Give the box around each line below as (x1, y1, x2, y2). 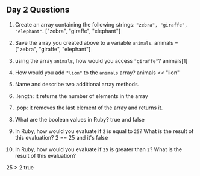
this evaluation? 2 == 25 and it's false (14, 134, 108, 141)
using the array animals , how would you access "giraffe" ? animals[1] (14, 57, 188, 64)
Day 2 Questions (6, 5, 70, 15)
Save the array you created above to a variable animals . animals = (14, 39, 179, 46)
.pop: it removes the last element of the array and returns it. (14, 104, 163, 111)
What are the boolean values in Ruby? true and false (14, 116, 145, 123)
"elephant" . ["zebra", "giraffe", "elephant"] (14, 27, 121, 34)
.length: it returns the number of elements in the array (14, 92, 149, 99)
